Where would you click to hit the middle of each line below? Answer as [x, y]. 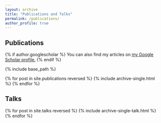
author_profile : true [27, 23]
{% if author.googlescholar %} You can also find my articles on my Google [79, 54]
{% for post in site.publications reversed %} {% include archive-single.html [80, 79]
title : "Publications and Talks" [39, 14]
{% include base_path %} [31, 69]
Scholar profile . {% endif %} [33, 60]
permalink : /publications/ [32, 18]
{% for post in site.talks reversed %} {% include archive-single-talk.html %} [81, 110]
